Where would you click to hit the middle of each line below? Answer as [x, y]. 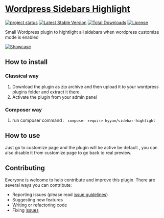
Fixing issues [25, 210]
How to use [23, 136]
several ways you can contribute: [38, 185]
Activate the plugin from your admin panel [54, 97]
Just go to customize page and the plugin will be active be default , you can [81, 147]
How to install [26, 62]
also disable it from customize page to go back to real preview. [68, 153]
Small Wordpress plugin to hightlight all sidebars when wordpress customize [82, 32]
